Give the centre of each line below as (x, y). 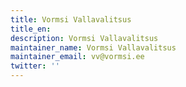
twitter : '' (35, 66)
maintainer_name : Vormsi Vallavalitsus (93, 47)
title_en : (31, 29)
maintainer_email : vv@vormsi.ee (77, 57)
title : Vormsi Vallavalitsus (71, 19)
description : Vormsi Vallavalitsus (84, 38)
